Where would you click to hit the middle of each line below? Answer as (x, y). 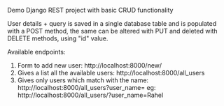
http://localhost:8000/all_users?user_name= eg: (86, 88)
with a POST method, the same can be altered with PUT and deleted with (113, 31)
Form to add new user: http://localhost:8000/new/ (90, 65)
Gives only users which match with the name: (83, 80)
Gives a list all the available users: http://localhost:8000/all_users (111, 73)
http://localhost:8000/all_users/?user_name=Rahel (90, 95)
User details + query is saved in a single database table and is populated (112, 23)
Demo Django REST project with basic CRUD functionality (90, 10)
